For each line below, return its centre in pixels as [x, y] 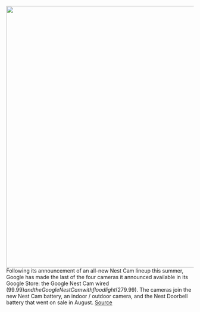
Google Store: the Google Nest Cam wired [58, 283]
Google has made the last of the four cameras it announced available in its [97, 277]
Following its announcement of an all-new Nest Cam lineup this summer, [95, 271]
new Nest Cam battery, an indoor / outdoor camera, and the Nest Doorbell [97, 296]
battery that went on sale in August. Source [59, 302]
